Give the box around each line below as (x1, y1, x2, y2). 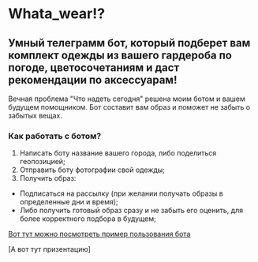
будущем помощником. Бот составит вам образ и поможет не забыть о (8, 103, 251, 111)
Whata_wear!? (8, 5, 105, 23)
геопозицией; (19, 157, 65, 167)
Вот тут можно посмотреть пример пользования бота (8, 230, 191, 239)
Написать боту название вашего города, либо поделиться (19, 148, 217, 158)
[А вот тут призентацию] (8, 245, 91, 254)
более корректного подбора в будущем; (19, 214, 156, 223)
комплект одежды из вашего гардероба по (8, 48, 233, 62)
